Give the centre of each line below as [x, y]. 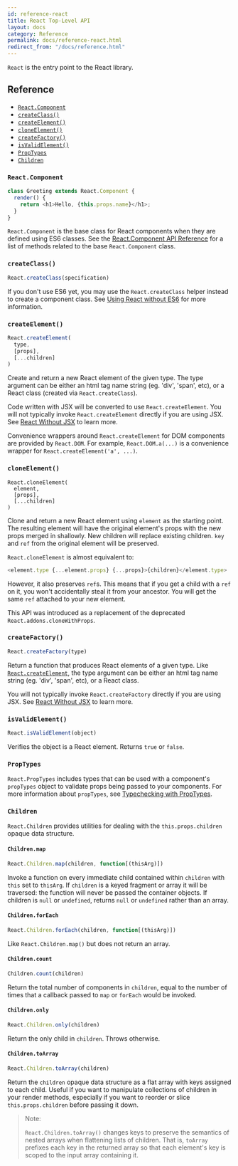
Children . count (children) [45, 973]
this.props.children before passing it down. [73, 1105]
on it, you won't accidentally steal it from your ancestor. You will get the [112, 591]
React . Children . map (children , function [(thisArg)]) [85, 863]
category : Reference [38, 34]
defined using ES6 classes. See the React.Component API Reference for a [115, 238]
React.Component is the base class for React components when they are [112, 231]
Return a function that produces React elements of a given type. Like [108, 665]
